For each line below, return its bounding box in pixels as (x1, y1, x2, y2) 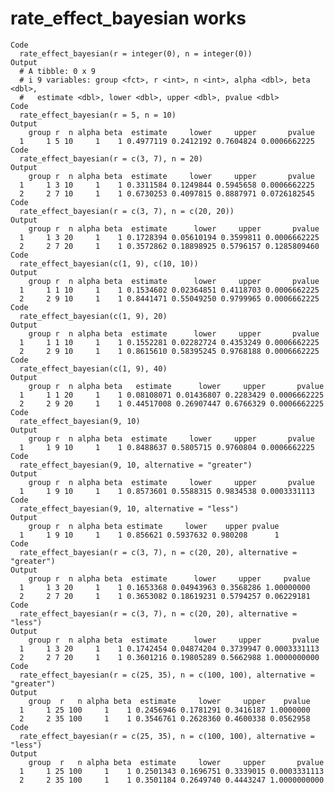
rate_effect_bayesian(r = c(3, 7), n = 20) (19, 153, 203, 164)
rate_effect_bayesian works (10, 7, 247, 30)
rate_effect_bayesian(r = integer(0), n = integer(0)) (19, 48, 253, 59)
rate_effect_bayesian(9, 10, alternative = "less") (19, 503, 240, 514)
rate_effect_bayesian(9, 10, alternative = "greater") (19, 460, 253, 470)
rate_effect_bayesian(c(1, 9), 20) (19, 311, 168, 321)
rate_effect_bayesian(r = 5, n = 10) (19, 110, 177, 120)
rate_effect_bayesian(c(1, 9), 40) (19, 363, 168, 374)
